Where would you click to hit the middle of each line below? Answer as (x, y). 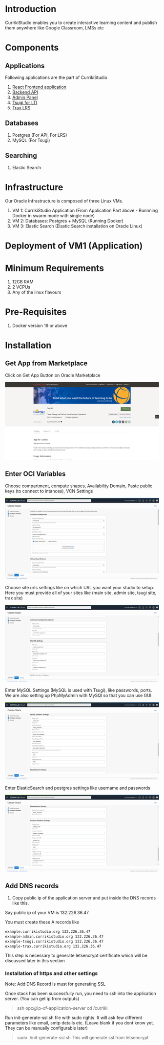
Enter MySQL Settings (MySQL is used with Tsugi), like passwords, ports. (79, 690)
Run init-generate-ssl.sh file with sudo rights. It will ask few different (74, 1018)
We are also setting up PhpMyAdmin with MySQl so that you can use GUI (78, 696)
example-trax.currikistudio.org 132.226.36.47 (53, 946)
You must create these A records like (42, 922)
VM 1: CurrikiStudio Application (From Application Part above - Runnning (85, 210)
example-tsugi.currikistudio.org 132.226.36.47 (54, 941)
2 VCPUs (21, 287)
